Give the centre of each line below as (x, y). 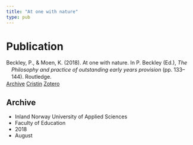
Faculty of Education (40, 123)
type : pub (18, 17)
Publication (35, 46)
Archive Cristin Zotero (33, 84)
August (23, 135)
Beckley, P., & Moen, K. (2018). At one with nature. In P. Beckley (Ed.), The (97, 63)
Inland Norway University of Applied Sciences (71, 117)
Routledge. (38, 77)
